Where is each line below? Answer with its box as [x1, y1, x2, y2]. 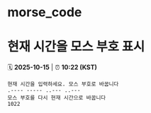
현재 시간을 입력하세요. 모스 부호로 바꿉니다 [7, 81, 119, 88]
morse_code [7, 4, 82, 20]
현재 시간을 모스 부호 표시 [7, 39, 145, 55]
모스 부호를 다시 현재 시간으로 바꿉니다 [7, 95, 106, 102]
